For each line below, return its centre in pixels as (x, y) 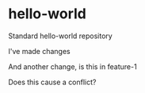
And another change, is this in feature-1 (72, 66)
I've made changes (39, 51)
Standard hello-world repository (60, 36)
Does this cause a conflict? (52, 82)
